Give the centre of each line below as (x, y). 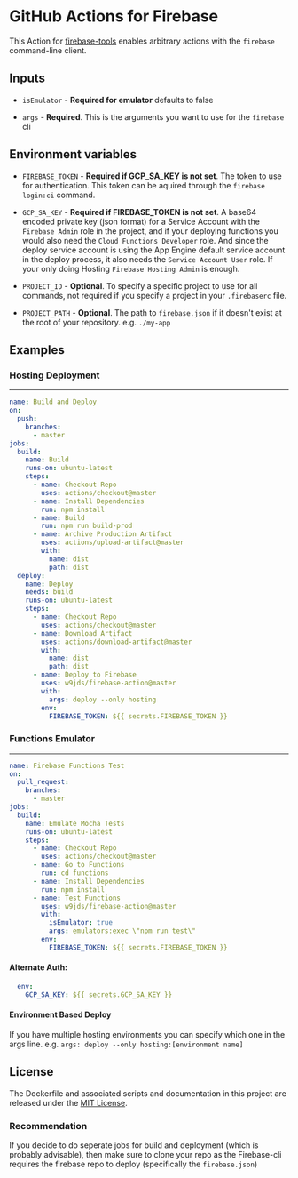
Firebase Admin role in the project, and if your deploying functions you (150, 231)
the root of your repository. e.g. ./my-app (96, 322)
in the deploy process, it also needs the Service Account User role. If (147, 259)
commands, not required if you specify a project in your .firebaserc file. (154, 295)
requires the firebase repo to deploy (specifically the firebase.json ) (133, 1164)
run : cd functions (75, 873)
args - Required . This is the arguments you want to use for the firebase (153, 116)
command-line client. (48, 50)
